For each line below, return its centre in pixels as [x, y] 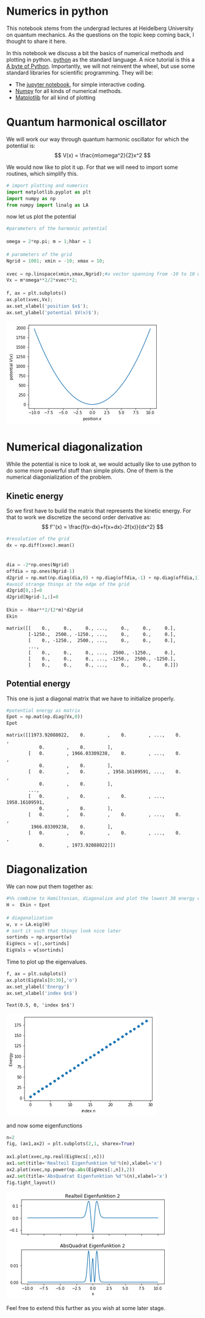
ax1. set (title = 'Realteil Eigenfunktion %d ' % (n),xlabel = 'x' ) [85, 1163]
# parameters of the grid [39, 254]
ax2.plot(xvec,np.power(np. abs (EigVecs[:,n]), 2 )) [71, 1170]
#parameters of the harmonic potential [57, 229]
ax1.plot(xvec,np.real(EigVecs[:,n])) [56, 1157]
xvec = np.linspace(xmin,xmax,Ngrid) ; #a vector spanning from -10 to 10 [101, 274]
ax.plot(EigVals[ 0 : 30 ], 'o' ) [42, 980]
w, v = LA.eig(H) [28, 924]
